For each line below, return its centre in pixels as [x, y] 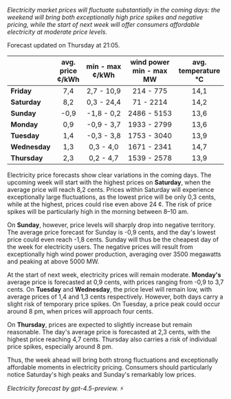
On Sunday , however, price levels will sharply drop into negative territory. [111, 225]
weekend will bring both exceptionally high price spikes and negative [105, 17]
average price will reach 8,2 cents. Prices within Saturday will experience [111, 190]
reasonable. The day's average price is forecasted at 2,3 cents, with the [109, 332]
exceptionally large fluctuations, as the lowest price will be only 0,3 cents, [112, 197]
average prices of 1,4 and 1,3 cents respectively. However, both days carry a [115, 296]
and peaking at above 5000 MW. [53, 261]
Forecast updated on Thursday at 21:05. [64, 45]
